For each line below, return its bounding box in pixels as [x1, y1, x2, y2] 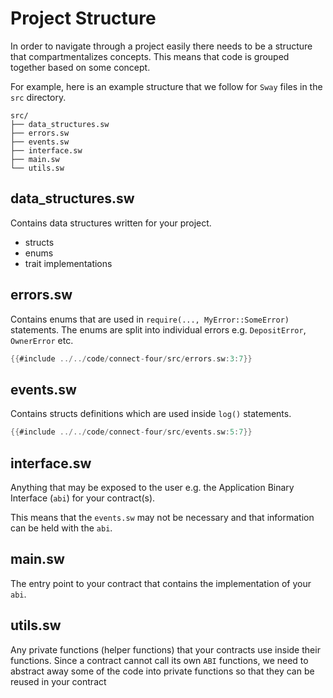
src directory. [10, 91, 67, 103]
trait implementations [24, 257, 113, 269]
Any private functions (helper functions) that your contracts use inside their [10, 643, 321, 656]
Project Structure [10, 7, 157, 30]
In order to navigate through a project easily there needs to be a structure [10, 40, 313, 52]
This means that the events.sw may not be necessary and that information [10, 511, 315, 523]
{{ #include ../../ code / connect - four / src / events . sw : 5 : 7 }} [10, 427, 253, 437]
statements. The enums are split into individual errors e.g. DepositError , [10, 323, 307, 336]
